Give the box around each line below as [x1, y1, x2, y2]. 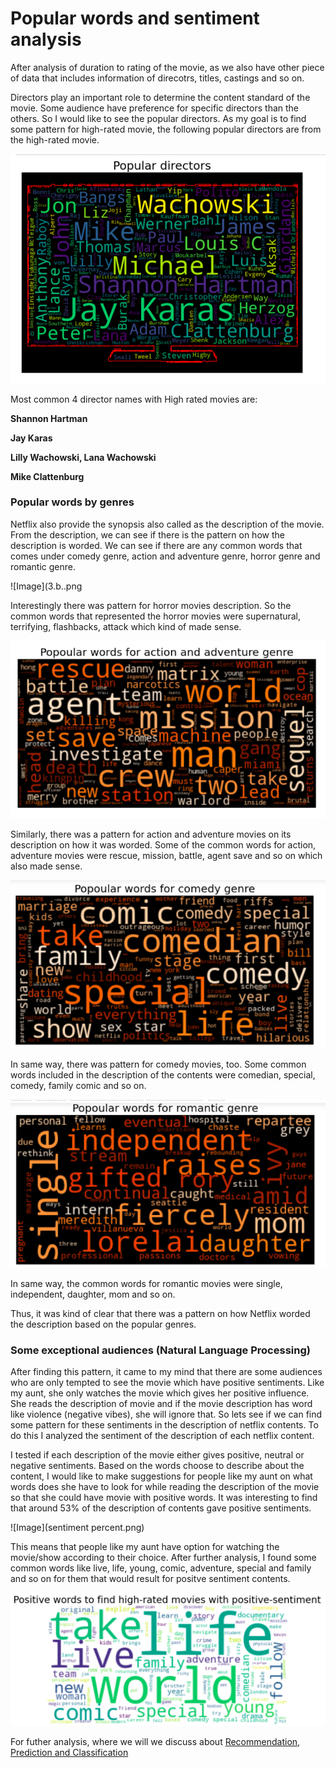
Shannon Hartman [10, 412, 88, 424]
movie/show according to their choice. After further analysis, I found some [10, 1552, 317, 1564]
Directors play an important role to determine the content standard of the [10, 91, 311, 103]
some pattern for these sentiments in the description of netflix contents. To [10, 1419, 319, 1431]
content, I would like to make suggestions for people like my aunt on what [10, 1470, 313, 1482]
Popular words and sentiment [10, 7, 260, 30]
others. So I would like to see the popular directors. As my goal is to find [10, 112, 307, 124]
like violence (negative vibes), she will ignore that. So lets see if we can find [10, 1408, 323, 1421]
